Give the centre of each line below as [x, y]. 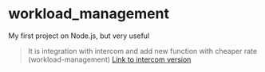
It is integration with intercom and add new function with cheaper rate [142, 51]
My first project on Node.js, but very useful [79, 36]
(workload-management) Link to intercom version [109, 59]
